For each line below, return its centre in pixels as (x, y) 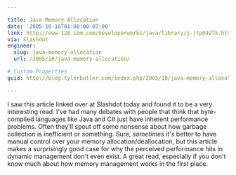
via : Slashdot (28, 39)
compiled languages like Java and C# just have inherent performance (108, 119)
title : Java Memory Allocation (53, 20)
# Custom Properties (38, 71)
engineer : (22, 46)
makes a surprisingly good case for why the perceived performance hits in (115, 148)
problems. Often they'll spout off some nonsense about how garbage (107, 126)
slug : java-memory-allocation (58, 52)
